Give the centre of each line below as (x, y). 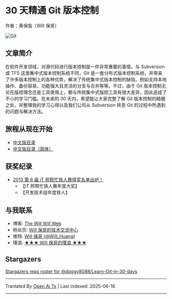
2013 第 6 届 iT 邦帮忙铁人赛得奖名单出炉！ (58, 180)
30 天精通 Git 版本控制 (52, 10)
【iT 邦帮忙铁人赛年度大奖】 (50, 186)
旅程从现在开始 (29, 129)
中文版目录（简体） (33, 148)
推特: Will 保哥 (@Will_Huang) (44, 237)
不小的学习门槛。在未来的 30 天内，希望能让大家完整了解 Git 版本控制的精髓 (85, 98)
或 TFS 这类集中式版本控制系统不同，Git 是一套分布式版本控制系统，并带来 (84, 73)
